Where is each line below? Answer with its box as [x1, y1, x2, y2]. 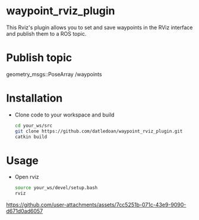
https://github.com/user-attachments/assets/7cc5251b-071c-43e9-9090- [6, 201, 187, 209]
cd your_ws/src [14, 122, 53, 128]
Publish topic [6, 51, 72, 65]
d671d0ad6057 [6, 208, 43, 215]
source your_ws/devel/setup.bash [14, 185, 98, 191]
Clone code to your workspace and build [14, 111, 115, 118]
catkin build [14, 134, 48, 140]
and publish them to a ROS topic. [6, 30, 87, 37]
